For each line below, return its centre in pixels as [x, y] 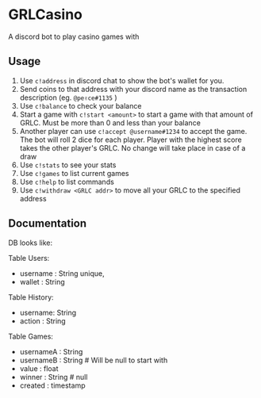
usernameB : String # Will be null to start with [94, 360]
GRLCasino [46, 15]
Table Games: [31, 336]
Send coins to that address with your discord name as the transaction [133, 89]
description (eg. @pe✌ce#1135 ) [68, 98]
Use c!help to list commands [67, 182]
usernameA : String [51, 351]
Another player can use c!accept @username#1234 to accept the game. [133, 131]
